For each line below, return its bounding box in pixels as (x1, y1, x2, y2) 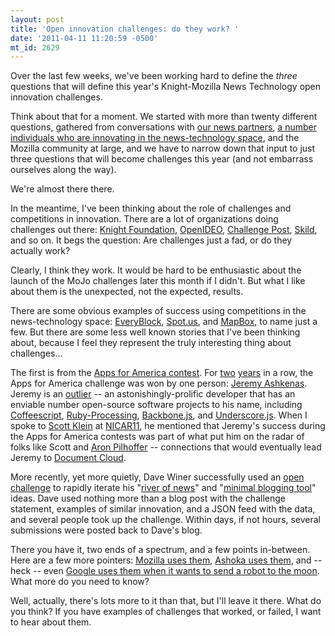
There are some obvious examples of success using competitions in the (10, 305, 307, 317)
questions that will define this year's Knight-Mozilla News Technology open (10, 81, 322, 93)
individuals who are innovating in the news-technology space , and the (10, 132, 300, 144)
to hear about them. (10, 616, 92, 628)
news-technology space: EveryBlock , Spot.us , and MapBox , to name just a (10, 316, 318, 328)
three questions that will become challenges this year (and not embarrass (10, 153, 314, 165)
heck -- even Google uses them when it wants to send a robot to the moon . (10, 565, 320, 577)
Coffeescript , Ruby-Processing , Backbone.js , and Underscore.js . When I (10, 409, 308, 421)
